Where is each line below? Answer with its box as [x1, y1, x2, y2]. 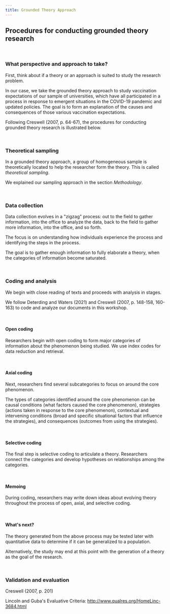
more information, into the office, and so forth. [5, 224, 102, 231]
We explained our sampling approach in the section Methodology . [5, 180, 143, 186]
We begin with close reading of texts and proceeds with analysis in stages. [5, 289, 162, 295]
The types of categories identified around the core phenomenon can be [5, 396, 155, 403]
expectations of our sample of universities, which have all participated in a [5, 93, 161, 99]
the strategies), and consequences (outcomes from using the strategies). [5, 418, 158, 424]
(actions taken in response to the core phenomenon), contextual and [5, 407, 149, 414]
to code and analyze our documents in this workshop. [15, 304, 128, 311]
